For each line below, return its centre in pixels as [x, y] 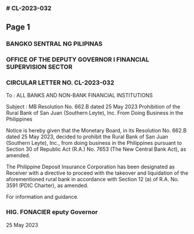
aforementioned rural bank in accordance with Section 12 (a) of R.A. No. [93, 179]
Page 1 [18, 27]
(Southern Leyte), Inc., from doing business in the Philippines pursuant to [94, 143]
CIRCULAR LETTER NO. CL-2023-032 [60, 83]
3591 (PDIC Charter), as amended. [47, 185]
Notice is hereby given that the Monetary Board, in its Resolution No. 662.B [96, 131]
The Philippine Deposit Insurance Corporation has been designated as [91, 167]
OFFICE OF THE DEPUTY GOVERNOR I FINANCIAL [78, 60]
